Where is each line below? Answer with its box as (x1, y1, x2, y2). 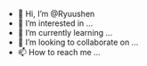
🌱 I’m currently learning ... (17, 28, 113, 37)
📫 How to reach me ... (17, 47, 101, 57)
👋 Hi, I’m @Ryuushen (17, 9, 95, 19)
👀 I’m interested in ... (17, 18, 94, 29)
